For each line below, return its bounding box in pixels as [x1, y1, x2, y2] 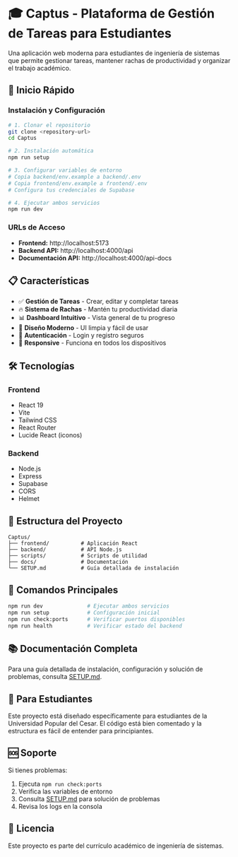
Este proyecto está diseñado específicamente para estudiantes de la [8, 711, 208, 721]
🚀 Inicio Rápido [8, 84, 75, 96]
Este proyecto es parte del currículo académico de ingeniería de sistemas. [8, 841, 225, 850]
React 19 [18, 401, 44, 410]
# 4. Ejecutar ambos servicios [8, 199, 100, 206]
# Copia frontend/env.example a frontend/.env [8, 179, 148, 187]
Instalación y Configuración [8, 105, 105, 115]
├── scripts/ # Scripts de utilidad [8, 552, 148, 560]
